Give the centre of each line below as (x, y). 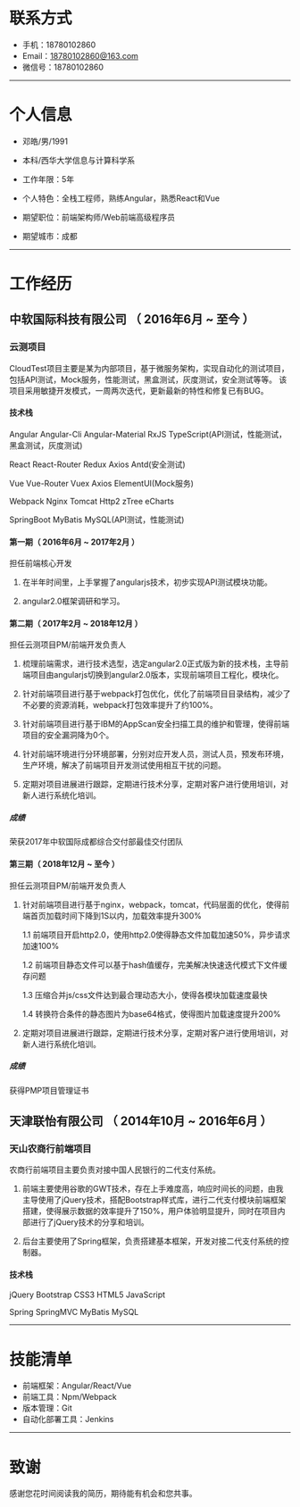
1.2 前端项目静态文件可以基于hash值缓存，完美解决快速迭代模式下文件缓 (154, 964)
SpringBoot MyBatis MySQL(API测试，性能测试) (97, 520)
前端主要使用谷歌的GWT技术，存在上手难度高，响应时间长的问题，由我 (153, 1189)
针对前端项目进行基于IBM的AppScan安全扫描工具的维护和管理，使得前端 (156, 724)
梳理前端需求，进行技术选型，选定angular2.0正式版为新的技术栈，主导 (151, 664)
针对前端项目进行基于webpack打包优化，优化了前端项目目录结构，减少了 (156, 694)
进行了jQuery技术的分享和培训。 (89, 1222)
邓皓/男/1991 (45, 141)
